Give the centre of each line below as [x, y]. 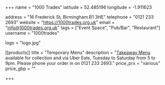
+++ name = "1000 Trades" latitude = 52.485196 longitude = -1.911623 [79, 7]
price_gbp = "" [20, 68]
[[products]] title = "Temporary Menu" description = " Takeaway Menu [78, 53]
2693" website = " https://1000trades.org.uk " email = [60, 22]
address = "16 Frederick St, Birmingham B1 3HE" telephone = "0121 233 [79, 17]
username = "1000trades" [32, 33]
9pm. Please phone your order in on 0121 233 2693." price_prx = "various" [83, 63]
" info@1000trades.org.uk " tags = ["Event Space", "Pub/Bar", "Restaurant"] [83, 28]
